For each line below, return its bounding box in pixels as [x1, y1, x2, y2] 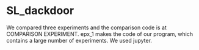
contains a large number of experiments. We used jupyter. [6, 37, 153, 44]
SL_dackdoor [6, 4, 74, 18]
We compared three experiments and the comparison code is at [6, 24, 167, 31]
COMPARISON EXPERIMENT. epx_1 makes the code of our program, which [6, 30, 194, 37]
